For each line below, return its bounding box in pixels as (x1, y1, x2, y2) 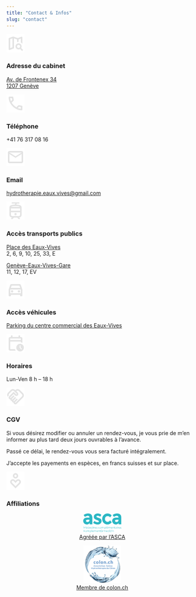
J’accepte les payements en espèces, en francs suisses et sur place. (6, 459, 179, 467)
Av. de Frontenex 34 (6, 75, 57, 83)
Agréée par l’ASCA (79, 533, 126, 541)
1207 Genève (6, 82, 40, 89)
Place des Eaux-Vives (6, 243, 61, 251)
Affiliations (6, 499, 40, 508)
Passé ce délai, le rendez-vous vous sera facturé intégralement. (6, 447, 167, 455)
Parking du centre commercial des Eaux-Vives (6, 321, 122, 329)
